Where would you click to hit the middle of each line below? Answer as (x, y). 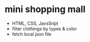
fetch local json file (32, 34)
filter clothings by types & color (44, 28)
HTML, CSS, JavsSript (35, 23)
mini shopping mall (45, 9)
